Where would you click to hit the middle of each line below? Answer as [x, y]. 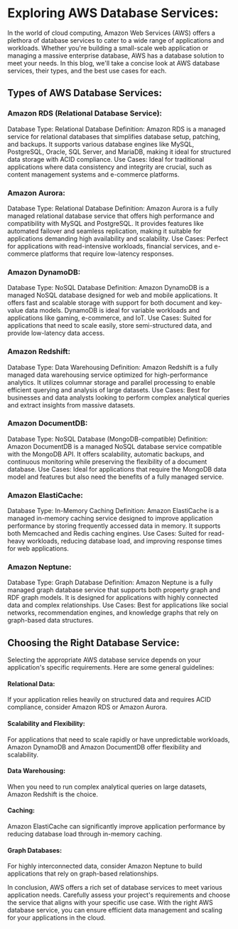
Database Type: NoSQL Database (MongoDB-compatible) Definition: [108, 439]
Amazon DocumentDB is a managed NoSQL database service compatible [115, 446]
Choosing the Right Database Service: [93, 643]
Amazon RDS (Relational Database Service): [85, 113]
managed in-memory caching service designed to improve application [110, 519]
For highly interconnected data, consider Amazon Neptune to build [105, 866]
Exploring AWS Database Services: [113, 13]
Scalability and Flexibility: [46, 724]
